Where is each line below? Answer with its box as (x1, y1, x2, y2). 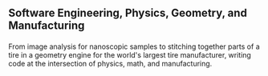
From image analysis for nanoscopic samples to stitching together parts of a (8, 42, 260, 51)
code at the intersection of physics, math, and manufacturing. (8, 59, 213, 69)
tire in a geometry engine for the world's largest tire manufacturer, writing (8, 50, 251, 60)
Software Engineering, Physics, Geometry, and (8, 6, 247, 20)
